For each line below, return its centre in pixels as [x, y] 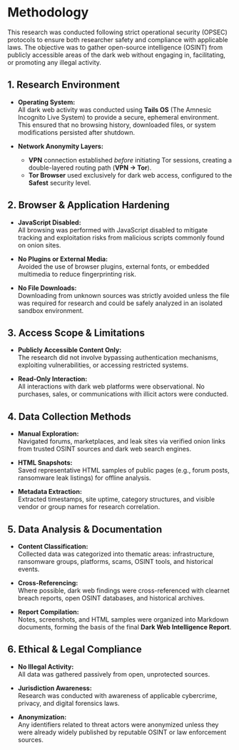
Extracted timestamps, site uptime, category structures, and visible [116, 499]
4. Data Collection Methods [69, 417]
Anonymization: [42, 716]
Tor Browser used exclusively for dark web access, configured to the [130, 175]
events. [29, 569]
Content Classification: [53, 546]
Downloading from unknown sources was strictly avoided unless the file [123, 295]
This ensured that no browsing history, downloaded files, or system [117, 125]
